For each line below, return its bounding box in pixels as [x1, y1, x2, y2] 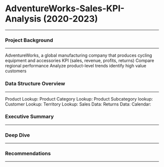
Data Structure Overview [5, 80, 65, 87]
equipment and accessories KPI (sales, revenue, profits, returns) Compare [5, 58, 155, 63]
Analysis [5, 13, 41, 24]
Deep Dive [5, 131, 30, 138]
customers [5, 68, 27, 74]
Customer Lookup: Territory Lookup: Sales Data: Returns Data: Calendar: [5, 101, 151, 107]
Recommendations [5, 150, 51, 157]
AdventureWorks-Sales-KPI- [5, 3, 124, 14]
